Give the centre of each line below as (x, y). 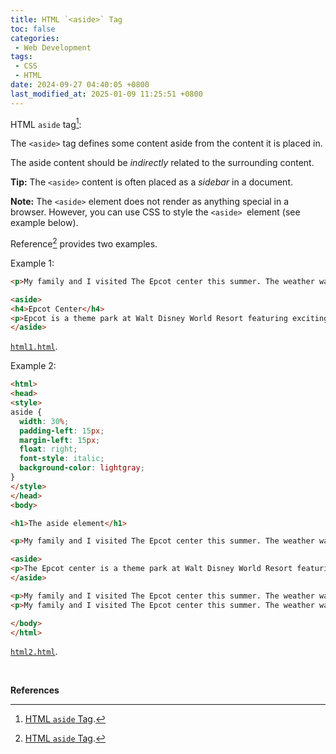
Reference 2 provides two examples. (84, 243)
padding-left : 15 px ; (62, 431)
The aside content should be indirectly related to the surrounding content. (162, 163)
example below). (44, 223)
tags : (21, 57)
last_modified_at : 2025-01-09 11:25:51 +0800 (106, 94)
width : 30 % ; (44, 421)
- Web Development (53, 47)
